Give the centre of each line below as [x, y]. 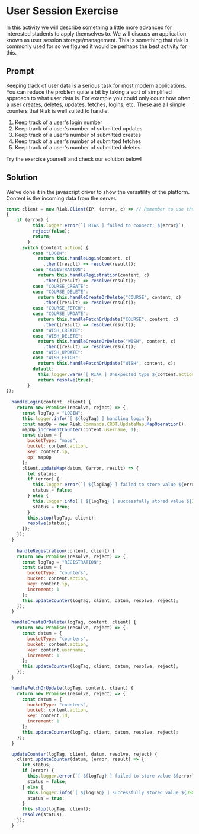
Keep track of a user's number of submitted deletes [78, 147]
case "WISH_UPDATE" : [58, 352]
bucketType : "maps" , [53, 441]
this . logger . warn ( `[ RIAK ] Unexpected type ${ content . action [116, 374]
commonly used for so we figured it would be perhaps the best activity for [97, 46]
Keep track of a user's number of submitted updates [78, 128]
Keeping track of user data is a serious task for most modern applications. [96, 85]
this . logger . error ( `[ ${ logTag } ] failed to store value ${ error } [111, 776]
